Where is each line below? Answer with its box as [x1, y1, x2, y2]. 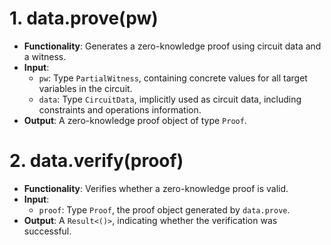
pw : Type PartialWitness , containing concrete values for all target [38, 72, 308, 84]
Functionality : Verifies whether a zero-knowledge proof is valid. [23, 182, 289, 194]
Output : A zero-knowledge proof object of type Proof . [23, 114, 247, 126]
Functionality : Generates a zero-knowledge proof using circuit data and [23, 40, 322, 52]
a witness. [23, 50, 67, 62]
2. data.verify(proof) [9, 150, 184, 172]
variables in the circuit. [38, 82, 133, 94]
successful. [23, 225, 72, 237]
